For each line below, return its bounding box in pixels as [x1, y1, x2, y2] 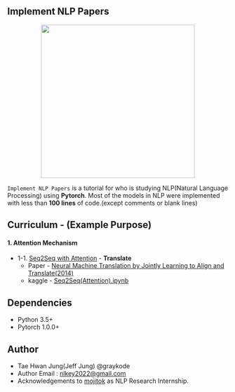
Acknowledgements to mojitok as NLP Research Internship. [17, 377, 189, 385]
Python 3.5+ [17, 316, 54, 324]
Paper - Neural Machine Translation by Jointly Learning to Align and [27, 262, 224, 270]
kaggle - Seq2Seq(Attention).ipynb [27, 276, 129, 285]
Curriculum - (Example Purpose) [7, 219, 152, 231]
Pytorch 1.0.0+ [17, 323, 60, 332]
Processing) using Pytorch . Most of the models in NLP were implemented [7, 191, 220, 199]
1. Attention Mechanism [7, 238, 78, 247]
